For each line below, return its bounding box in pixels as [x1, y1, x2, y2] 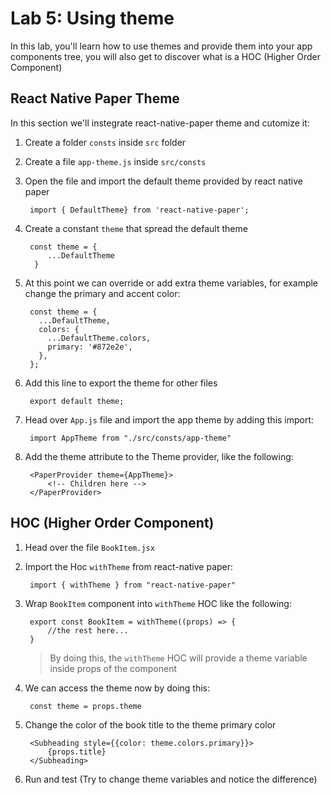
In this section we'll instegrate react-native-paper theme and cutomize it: [10, 117, 310, 129]
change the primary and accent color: [24, 287, 181, 299]
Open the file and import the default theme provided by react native [24, 175, 303, 187]
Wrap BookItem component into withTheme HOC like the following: [24, 597, 292, 609]
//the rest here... [47, 625, 129, 636]
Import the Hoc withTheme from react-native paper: [24, 560, 234, 572]
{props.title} [47, 747, 107, 757]
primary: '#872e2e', [47, 342, 133, 352]
